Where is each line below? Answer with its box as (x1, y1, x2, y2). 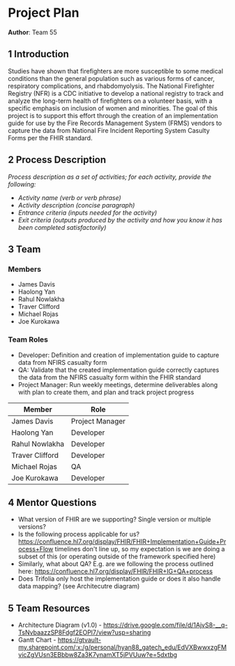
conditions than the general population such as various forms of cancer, (8, 74, 215, 82)
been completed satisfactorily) (17, 223, 107, 231)
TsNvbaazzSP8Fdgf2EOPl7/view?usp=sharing (17, 628, 151, 637)
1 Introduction (8, 48, 69, 60)
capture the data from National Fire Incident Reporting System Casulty (8, 126, 210, 134)
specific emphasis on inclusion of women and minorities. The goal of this (8, 103, 218, 113)
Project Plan (8, 5, 79, 21)
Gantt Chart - (17, 636, 56, 644)
